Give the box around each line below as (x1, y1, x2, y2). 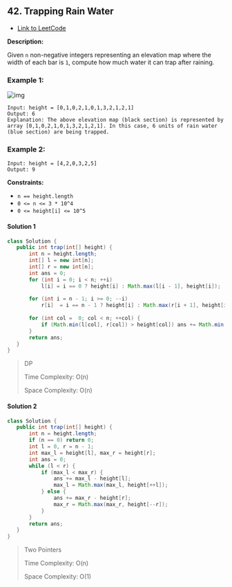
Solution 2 (7, 402, 37, 410)
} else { (41, 488, 67, 495)
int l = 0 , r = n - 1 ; (28, 443, 95, 450)
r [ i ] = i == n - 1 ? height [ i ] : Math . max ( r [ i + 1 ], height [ (41, 302, 224, 309)
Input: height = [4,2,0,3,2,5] (7, 160, 97, 167)
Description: (7, 37, 43, 46)
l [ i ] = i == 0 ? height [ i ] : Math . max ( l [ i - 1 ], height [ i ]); (41, 283, 221, 290)
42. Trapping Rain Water (7, 6, 114, 17)
